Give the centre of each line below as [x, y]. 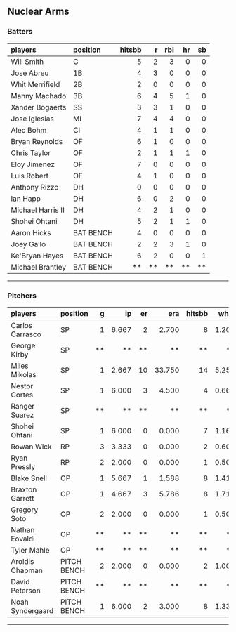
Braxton [24, 489]
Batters [20, 32]
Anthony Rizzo [35, 187]
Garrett [22, 498]
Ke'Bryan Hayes [37, 256]
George [23, 345]
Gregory [25, 510]
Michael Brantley [39, 267]
